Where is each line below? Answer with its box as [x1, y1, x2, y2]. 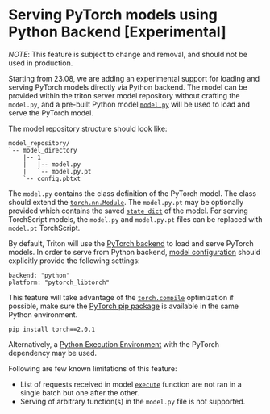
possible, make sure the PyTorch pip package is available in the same [8, 301, 239, 311]
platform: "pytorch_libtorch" [8, 278, 110, 286]
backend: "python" [8, 271, 70, 279]
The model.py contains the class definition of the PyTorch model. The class [8, 188, 256, 199]
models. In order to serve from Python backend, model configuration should [8, 247, 261, 257]
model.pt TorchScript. [8, 223, 81, 232]
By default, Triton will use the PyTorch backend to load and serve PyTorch [8, 238, 254, 248]
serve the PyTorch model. [8, 107, 94, 118]
